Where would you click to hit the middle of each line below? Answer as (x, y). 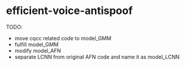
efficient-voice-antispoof (70, 11)
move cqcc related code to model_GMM (63, 38)
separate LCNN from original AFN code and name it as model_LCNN (97, 57)
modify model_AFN (38, 50)
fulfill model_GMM (36, 44)
